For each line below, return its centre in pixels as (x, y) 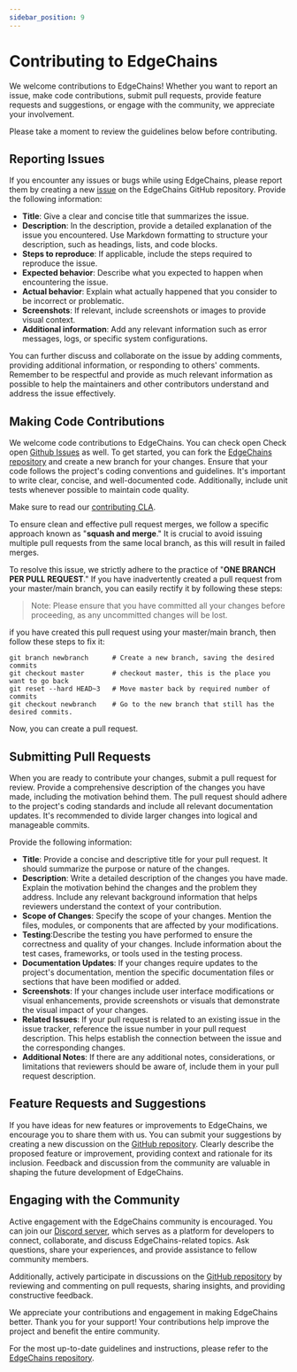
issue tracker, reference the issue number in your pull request (134, 1029)
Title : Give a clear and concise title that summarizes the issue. (135, 216)
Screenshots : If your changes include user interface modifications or (148, 991)
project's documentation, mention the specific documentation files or (148, 972)
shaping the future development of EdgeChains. (96, 1172)
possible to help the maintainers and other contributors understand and (139, 384)
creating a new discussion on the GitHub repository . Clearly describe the (141, 1143)
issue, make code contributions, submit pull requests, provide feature (136, 95)
